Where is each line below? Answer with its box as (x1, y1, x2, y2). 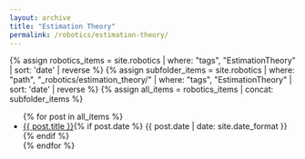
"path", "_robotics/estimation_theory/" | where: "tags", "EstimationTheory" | (9, 75, 293, 85)
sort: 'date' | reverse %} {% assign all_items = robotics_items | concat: (9, 84, 274, 95)
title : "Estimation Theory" (9, 22, 117, 31)
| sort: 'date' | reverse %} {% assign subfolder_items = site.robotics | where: (9, 65, 295, 75)
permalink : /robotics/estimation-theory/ (9, 30, 169, 39)
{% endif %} (22, 131, 70, 142)
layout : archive (9, 13, 71, 23)
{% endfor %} (22, 140, 76, 151)
